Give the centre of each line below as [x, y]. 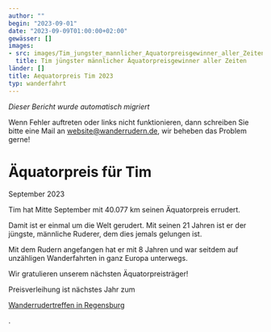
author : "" [27, 16]
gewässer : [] [30, 38]
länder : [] [27, 69]
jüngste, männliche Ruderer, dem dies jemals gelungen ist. [105, 234]
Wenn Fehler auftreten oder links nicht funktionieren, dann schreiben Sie [129, 122]
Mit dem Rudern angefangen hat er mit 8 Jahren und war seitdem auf [123, 250]
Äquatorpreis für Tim [80, 172]
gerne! [19, 139]
